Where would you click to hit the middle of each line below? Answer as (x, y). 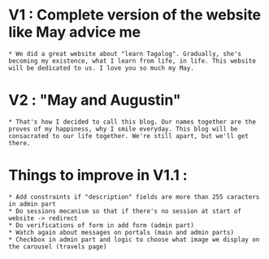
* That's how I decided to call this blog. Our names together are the (132, 122)
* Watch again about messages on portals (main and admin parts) (121, 232)
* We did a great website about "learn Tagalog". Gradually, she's (125, 54)
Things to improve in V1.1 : (98, 175)
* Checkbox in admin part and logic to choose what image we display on (134, 240)
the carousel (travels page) (58, 246)
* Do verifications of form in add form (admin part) (102, 225)
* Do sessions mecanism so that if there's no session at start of (125, 211)
